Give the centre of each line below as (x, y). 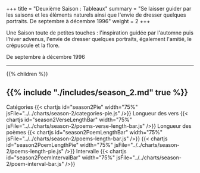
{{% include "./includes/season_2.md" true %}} (97, 92)
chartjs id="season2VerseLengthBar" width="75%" (69, 119)
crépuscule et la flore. (33, 45)
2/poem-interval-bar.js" (35, 163)
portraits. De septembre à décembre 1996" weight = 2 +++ (78, 21)
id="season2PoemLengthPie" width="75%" (60, 144)
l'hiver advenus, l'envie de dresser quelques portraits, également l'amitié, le (99, 39)
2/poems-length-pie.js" (35, 151)
